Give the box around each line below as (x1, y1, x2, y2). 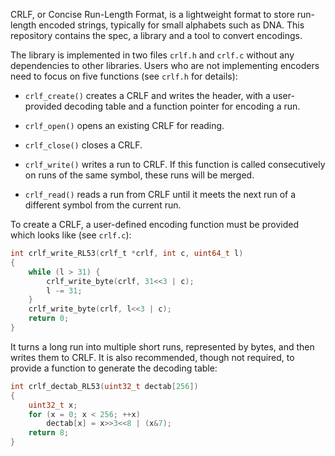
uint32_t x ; (28, 400, 78, 410)
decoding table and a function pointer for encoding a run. (64, 100, 301, 112)
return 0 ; (28, 314, 70, 324)
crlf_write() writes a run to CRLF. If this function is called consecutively (24, 159, 326, 170)
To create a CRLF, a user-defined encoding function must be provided (10, 219, 299, 230)
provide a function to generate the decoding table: (10, 362, 218, 374)
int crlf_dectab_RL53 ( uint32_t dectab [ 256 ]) (10, 381, 199, 391)
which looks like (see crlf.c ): (10, 229, 132, 241)
